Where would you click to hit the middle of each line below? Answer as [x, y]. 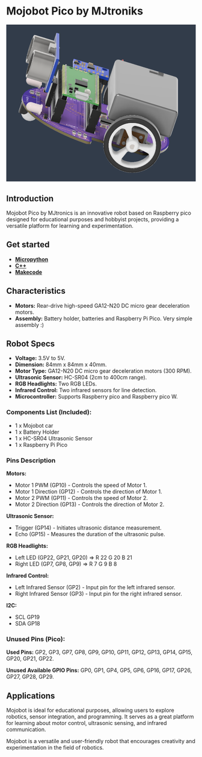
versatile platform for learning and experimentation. [70, 226]
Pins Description [31, 460]
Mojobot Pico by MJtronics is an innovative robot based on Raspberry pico [99, 213]
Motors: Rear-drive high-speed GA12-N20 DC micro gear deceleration [102, 305]
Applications [31, 696]
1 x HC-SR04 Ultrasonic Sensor [54, 438]
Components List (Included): [49, 413]
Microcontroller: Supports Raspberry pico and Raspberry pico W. [96, 397]
